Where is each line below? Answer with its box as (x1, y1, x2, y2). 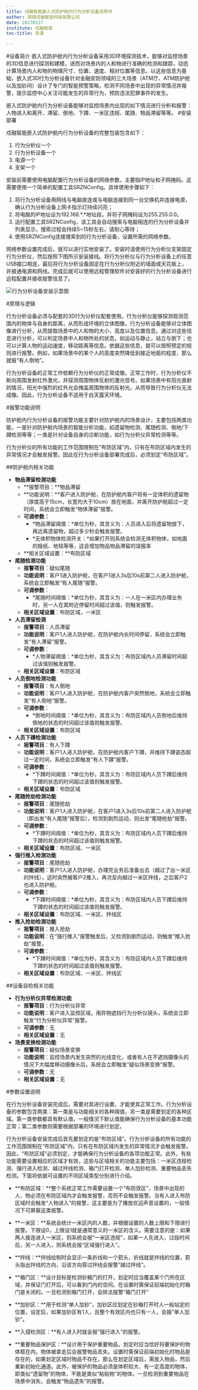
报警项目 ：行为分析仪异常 (23, 1002, 86, 1009)
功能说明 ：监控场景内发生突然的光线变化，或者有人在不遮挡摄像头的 (23, 1054, 189, 1061)
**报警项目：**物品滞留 (23, 484, 81, 491)
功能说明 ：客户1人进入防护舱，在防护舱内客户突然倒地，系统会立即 (23, 690, 186, 697)
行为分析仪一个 (14, 142, 51, 149)
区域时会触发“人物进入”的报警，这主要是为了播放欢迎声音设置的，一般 (14, 1200, 185, 1207)
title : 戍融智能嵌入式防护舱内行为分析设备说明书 (6, 8, 113, 15)
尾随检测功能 (14, 557, 46, 564)
